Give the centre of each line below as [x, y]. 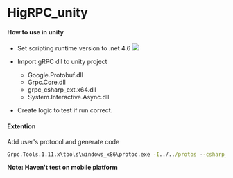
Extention [21, 126]
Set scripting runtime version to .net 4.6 [74, 48]
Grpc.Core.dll [46, 82]
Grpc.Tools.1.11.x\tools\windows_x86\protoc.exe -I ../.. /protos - [105, 154]
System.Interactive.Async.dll [68, 97]
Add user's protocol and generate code [63, 141]
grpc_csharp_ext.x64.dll [62, 90]
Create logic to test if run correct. [65, 110]
